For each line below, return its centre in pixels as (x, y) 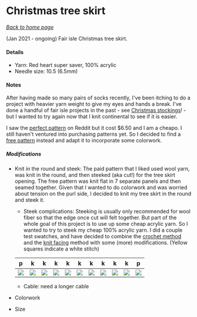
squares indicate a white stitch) (61, 249)
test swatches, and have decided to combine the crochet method (102, 236)
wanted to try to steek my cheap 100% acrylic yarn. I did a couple (103, 230)
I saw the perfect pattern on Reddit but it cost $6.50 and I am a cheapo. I (94, 128)
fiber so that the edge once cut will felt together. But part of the (100, 218)
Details (15, 52)
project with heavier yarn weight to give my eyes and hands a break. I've (94, 104)
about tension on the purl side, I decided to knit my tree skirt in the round (103, 194)
